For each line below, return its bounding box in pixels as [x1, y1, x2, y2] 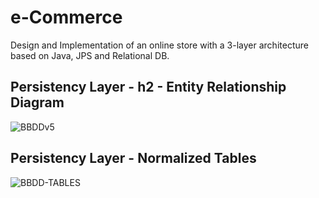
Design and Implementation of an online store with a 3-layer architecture [10, 39, 309, 51]
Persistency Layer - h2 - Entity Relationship [10, 79, 287, 96]
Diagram [10, 94, 65, 111]
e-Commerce [10, 6, 123, 29]
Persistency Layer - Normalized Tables [10, 150, 257, 167]
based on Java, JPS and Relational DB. [10, 49, 170, 61]
